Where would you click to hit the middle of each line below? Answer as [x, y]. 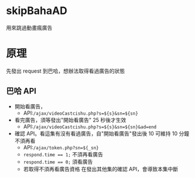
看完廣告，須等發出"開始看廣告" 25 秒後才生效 [70, 120]
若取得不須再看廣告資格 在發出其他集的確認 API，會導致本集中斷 [101, 169]
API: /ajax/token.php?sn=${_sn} [61, 147]
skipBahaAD [37, 11]
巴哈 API [21, 91]
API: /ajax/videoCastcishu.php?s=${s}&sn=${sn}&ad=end [90, 126]
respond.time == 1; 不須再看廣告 [63, 154]
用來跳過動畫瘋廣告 [29, 28]
